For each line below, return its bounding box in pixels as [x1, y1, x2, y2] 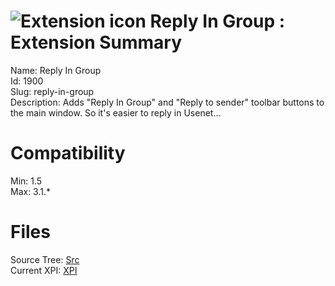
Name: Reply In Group [10, 64, 102, 76]
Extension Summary [10, 31, 183, 54]
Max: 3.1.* [10, 185, 52, 197]
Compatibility [10, 142, 126, 165]
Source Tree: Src [10, 253, 80, 265]
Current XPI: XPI [10, 264, 78, 276]
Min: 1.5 [10, 175, 43, 187]
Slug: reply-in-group [10, 85, 95, 97]
